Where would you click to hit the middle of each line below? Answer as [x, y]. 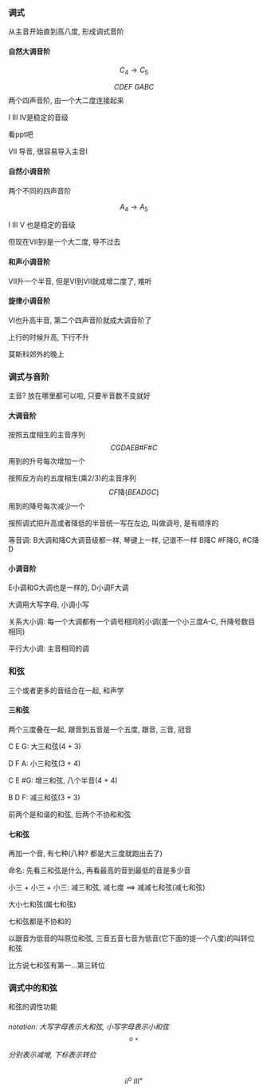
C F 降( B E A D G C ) [134, 492]
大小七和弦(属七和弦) [43, 904]
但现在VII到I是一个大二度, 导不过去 [65, 242]
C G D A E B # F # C [134, 448]
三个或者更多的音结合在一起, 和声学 [66, 690]
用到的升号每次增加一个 [47, 461]
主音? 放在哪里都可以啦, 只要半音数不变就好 [80, 396]
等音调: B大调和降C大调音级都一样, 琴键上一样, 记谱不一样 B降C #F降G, [125, 540]
